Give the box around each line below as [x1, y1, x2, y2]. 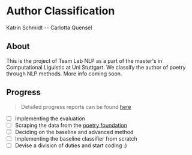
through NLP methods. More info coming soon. [6, 70, 122, 77]
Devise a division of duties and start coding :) [14, 142, 127, 149]
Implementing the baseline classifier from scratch [14, 135, 138, 142]
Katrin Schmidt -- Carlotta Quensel [6, 24, 92, 31]
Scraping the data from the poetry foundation [14, 121, 128, 129]
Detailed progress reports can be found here [20, 103, 131, 110]
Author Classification [6, 4, 115, 18]
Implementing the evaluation [14, 115, 86, 122]
